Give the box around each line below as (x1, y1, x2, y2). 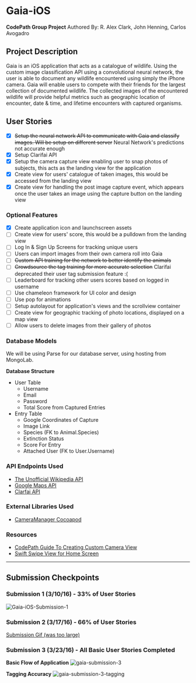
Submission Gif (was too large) (6, 631, 80, 638)
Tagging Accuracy (6, 671, 52, 678)
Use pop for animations (14, 296, 71, 303)
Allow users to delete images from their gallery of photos (14, 322, 152, 329)
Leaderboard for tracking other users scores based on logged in (14, 276, 169, 284)
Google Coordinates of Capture (23, 416, 99, 424)
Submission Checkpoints (6, 572, 99, 582)
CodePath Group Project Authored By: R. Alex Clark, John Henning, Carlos (6, 23, 187, 30)
